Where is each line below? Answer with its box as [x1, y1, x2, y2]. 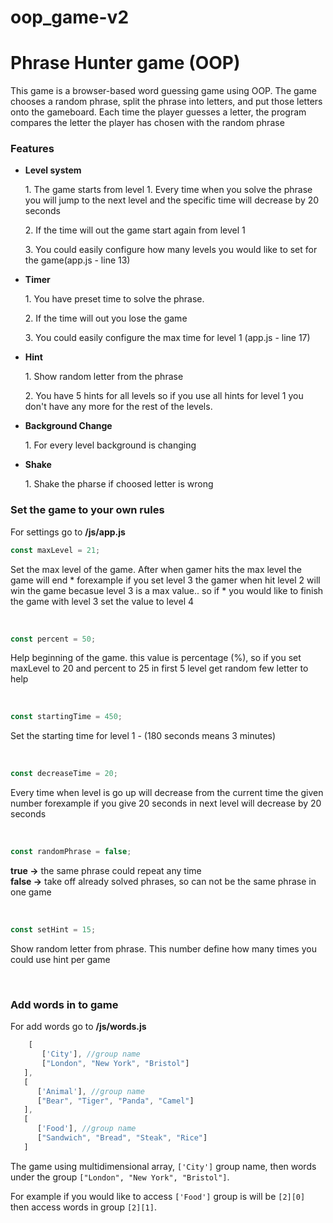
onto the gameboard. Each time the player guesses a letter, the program [10, 106, 307, 118]
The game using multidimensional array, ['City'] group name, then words [10, 1160, 317, 1172]
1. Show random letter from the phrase [24, 371, 184, 383]
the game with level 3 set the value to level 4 [10, 595, 195, 607]
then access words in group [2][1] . [10, 1201, 157, 1213]
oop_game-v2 [10, 6, 130, 29]
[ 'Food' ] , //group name [36, 1124, 137, 1134]
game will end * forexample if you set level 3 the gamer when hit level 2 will [10, 574, 321, 586]
